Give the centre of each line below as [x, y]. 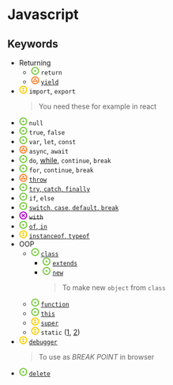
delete [39, 374]
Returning [35, 63]
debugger [43, 342]
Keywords [33, 44]
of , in [38, 226]
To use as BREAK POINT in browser [96, 357]
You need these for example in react [98, 106]
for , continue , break [61, 170]
